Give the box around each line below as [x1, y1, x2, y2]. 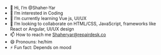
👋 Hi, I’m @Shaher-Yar [9, 5, 56, 10]
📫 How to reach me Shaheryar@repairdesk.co [9, 31, 106, 37]
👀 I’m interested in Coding [9, 10, 63, 16]
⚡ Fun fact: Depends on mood [9, 44, 71, 50]
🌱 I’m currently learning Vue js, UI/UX [9, 15, 87, 21]
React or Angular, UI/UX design [9, 26, 74, 32]
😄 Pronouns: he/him [9, 39, 52, 44]
